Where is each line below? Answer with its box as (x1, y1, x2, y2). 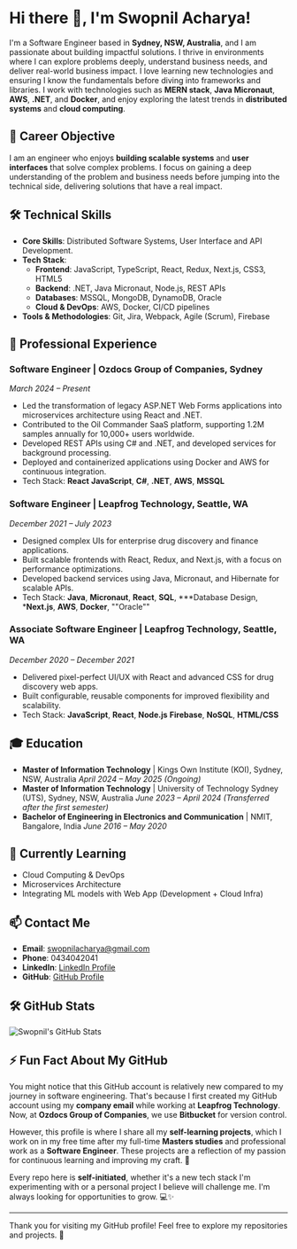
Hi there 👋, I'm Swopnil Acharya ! (9, 8, 252, 28)
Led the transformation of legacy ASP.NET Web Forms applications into (21, 401, 283, 411)
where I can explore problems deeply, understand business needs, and (9, 56, 268, 66)
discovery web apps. (21, 681, 99, 691)
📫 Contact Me (9, 915, 91, 930)
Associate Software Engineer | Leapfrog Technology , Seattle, (9, 623, 277, 636)
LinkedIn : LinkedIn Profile (21, 962, 116, 973)
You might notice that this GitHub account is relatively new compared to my (9, 1081, 284, 1091)
